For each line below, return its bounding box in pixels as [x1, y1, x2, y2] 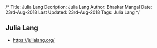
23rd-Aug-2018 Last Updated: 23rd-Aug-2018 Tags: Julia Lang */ [5, 9, 140, 15]
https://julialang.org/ [12, 37, 55, 43]
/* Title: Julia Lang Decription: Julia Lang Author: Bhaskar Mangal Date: [5, 4, 152, 10]
